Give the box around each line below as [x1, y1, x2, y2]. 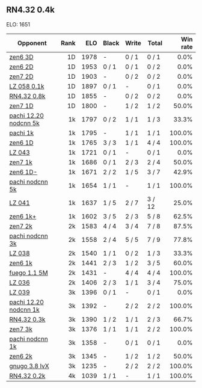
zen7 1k [9, 158, 33, 166]
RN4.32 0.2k [9, 371, 46, 380]
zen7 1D [9, 102, 34, 110]
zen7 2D [9, 72, 34, 81]
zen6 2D [9, 63, 34, 71]
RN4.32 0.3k [9, 315, 46, 324]
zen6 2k [9, 352, 33, 360]
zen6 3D [9, 52, 34, 61]
